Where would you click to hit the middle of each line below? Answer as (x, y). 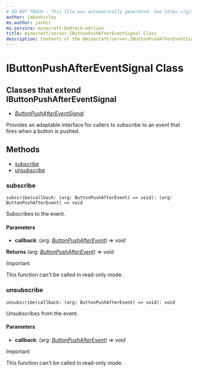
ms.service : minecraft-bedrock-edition (55, 28)
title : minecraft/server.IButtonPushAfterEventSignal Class (82, 34)
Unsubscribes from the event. (42, 313)
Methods (23, 150)
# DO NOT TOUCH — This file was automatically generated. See (84, 12)
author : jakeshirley (32, 17)
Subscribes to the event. (36, 214)
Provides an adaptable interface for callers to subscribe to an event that (93, 125)
